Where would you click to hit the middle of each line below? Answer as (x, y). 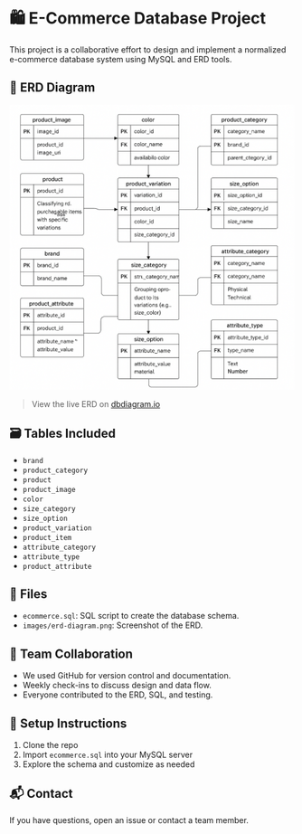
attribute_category (59, 547)
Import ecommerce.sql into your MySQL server (107, 754)
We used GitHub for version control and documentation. (127, 676)
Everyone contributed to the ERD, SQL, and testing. (118, 695)
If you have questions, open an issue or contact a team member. (129, 820)
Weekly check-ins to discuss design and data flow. (117, 686)
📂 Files (28, 594)
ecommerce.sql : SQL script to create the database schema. (131, 616)
